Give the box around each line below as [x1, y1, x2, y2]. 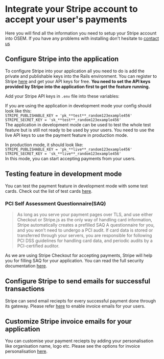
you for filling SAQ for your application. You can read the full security [5, 257, 144, 264]
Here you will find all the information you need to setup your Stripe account [5, 30, 157, 36]
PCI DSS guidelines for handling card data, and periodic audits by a [17, 238, 153, 243]
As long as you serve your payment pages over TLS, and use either [17, 211, 153, 217]
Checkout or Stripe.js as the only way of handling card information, [17, 216, 153, 222]
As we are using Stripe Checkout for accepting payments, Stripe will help [5, 252, 153, 258]
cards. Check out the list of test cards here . [5, 188, 93, 194]
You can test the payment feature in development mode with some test [5, 183, 148, 189]
